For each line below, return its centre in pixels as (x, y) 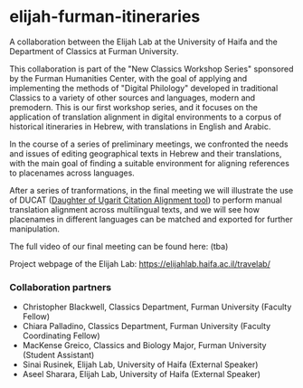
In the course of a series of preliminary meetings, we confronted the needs (149, 144)
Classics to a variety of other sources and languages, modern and (133, 98)
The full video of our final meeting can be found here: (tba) (119, 246)
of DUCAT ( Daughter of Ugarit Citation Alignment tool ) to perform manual (146, 200)
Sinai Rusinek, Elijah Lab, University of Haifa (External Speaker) (140, 364)
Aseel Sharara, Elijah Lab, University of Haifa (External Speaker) (141, 374)
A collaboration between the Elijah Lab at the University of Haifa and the (143, 42)
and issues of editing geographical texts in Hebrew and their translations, (146, 153)
